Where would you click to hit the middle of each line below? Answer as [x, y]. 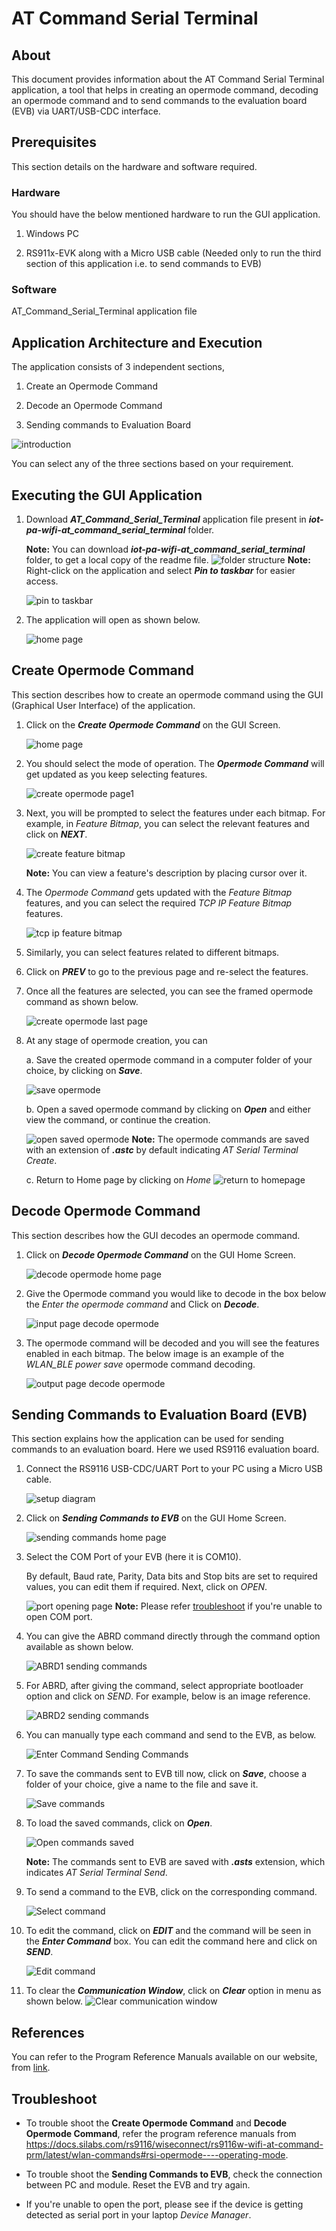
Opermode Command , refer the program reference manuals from [161, 2134]
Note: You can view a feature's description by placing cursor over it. [166, 873]
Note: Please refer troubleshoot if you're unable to [218, 1606]
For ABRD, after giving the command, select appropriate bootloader [164, 1686]
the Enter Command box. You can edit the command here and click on [171, 1941]
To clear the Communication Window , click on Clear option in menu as [173, 1991]
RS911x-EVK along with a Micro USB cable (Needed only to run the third [173, 253]
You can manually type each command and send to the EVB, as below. [171, 1735]
